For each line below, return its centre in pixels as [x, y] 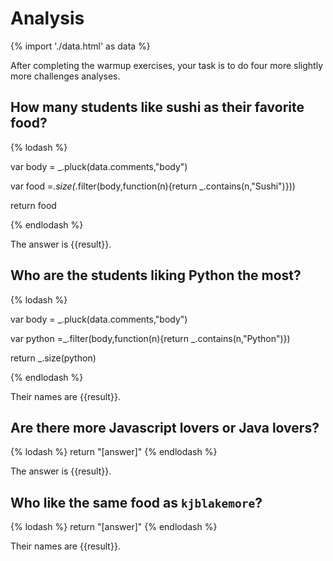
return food [33, 205]
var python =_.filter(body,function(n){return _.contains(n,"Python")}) [150, 338]
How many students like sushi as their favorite [157, 107]
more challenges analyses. [65, 76]
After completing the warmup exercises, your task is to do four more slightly [167, 65]
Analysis [47, 18]
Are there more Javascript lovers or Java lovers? [165, 427]
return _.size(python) [53, 358]
